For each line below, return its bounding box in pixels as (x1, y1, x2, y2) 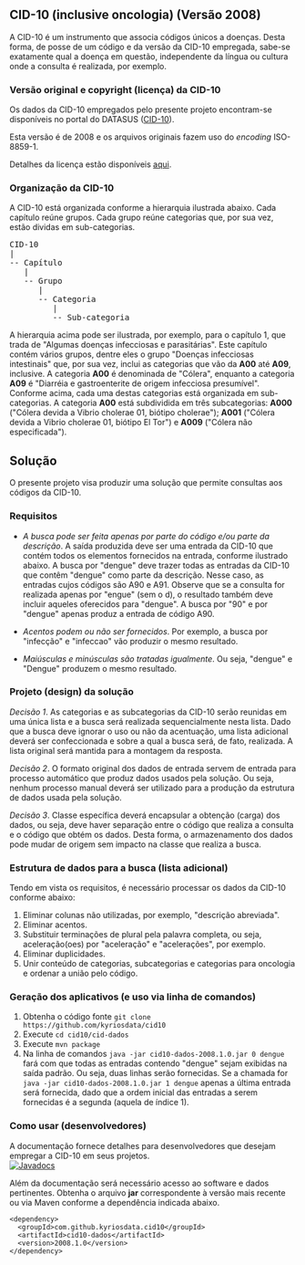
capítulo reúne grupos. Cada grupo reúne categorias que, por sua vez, (9, 212, 274, 223)
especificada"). (9, 426, 67, 437)
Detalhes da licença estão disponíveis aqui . (9, 159, 172, 170)
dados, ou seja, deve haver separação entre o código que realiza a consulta (9, 819, 294, 830)
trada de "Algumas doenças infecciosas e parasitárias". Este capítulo (9, 340, 268, 350)
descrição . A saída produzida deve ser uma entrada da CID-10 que (22, 540, 273, 551)
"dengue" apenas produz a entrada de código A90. (22, 608, 216, 619)
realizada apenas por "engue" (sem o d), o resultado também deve (22, 589, 273, 600)
